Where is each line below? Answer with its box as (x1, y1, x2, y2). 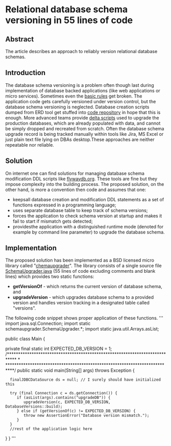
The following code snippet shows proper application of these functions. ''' (5, 315, 163, 321)
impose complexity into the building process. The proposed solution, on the (5, 181, 164, 187)
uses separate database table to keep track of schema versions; (12, 207, 148, 213)
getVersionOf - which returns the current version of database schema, (12, 284, 162, 290)
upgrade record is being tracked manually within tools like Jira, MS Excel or (5, 131, 164, 137)
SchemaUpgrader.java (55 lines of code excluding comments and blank (5, 268, 156, 274)
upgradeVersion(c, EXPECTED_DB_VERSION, (23, 400, 111, 405)
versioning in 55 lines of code (5, 14, 133, 26)
